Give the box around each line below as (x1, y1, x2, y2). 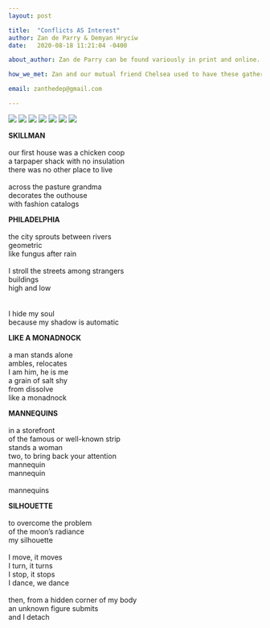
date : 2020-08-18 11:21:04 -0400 (8, 41, 128, 49)
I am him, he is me (8, 367, 69, 377)
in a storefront (8, 425, 55, 435)
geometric (8, 240, 43, 250)
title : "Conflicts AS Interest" (8, 26, 121, 35)
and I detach (8, 612, 50, 622)
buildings (8, 275, 39, 284)
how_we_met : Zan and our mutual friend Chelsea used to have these (8, 70, 239, 79)
